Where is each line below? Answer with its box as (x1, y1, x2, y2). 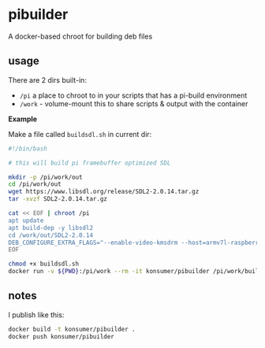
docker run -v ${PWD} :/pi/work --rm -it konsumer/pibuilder (8, 268, 211, 276)
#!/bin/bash (8, 144, 47, 153)
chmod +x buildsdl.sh (8, 260, 80, 268)
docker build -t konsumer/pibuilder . (8, 325, 136, 333)
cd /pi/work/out (8, 180, 62, 188)
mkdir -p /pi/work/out (8, 173, 83, 181)
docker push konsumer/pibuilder (8, 332, 114, 340)
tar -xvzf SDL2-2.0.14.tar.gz (8, 195, 108, 203)
